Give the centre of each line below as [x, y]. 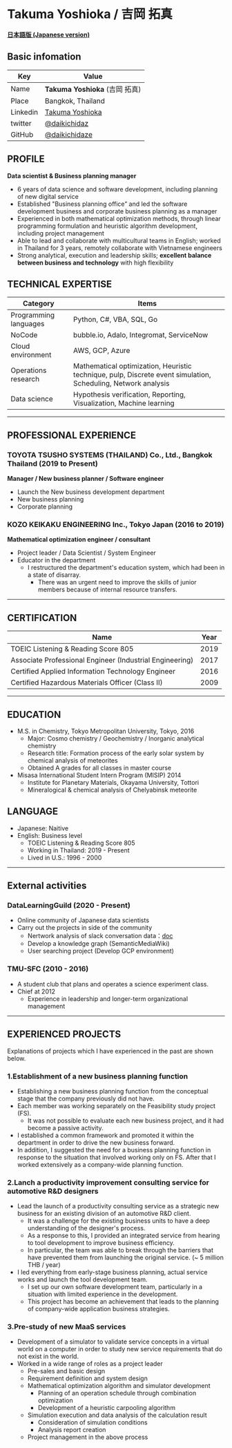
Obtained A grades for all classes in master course [99, 768]
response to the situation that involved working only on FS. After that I [116, 1157]
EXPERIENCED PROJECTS [64, 1035]
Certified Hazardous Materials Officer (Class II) [87, 683]
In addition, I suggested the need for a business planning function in [114, 1150]
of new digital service [48, 196]
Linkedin [25, 112]
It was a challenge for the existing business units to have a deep [119, 1221]
